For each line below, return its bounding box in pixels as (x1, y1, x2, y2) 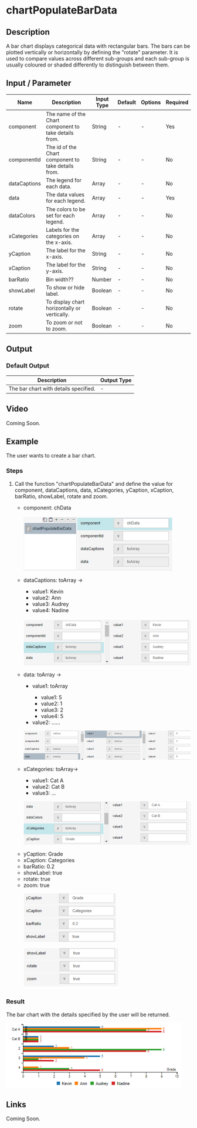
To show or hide (46, 283, 85, 291)
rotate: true (23, 876, 51, 883)
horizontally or (46, 305, 81, 312)
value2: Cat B (32, 783, 65, 790)
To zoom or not (46, 319, 83, 326)
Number (91, 276, 112, 283)
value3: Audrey (32, 600, 69, 608)
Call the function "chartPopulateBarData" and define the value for (14, 480, 173, 487)
